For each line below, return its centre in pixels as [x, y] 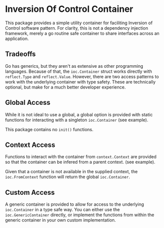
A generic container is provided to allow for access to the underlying [75, 204]
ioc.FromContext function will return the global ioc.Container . [68, 177]
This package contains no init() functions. [49, 129]
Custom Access [30, 192]
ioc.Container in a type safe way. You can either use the [63, 210]
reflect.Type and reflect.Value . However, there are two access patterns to [82, 76]
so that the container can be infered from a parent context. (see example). [80, 162]
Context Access [30, 145]
